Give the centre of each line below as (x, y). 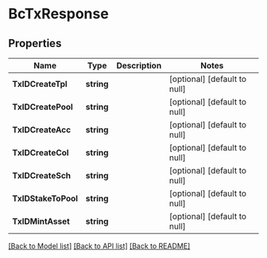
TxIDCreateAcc (42, 130)
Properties (35, 43)
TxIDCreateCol (41, 152)
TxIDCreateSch (42, 176)
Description (139, 66)
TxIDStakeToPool (45, 198)
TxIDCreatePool (43, 107)
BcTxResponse (58, 14)
